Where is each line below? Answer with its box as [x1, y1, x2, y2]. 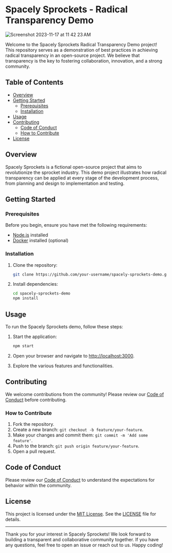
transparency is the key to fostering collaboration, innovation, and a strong [5, 57, 162, 64]
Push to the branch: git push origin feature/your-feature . [12, 443, 140, 449]
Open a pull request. [12, 448, 56, 455]
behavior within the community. [5, 482, 72, 488]
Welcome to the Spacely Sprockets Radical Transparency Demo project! [5, 41, 158, 47]
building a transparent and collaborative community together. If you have [5, 536, 159, 542]
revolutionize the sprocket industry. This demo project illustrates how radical [5, 169, 167, 175]
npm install [12, 296, 38, 301]
